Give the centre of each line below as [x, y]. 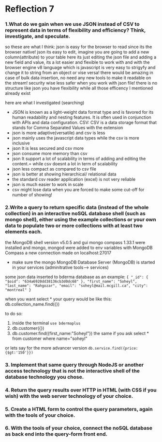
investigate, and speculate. [38, 36]
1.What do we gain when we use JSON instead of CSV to [72, 24]
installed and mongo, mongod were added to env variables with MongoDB [79, 248]
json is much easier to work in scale [48, 185]
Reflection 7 [29, 9]
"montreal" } [18, 290]
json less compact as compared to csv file [54, 169]
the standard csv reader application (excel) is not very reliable [74, 179]
